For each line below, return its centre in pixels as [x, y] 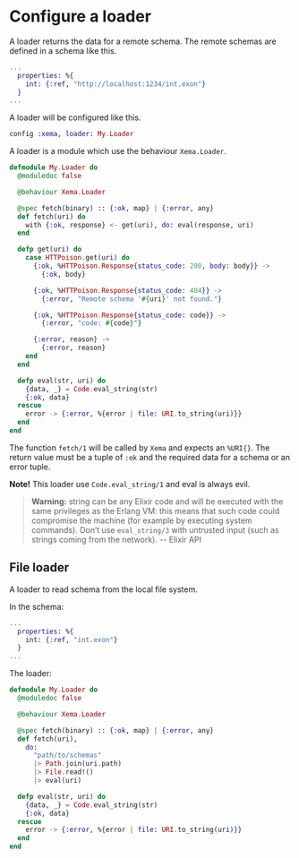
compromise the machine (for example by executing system [141, 520]
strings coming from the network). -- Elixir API [116, 539]
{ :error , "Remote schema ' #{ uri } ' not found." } [132, 299]
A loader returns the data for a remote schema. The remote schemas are [143, 41]
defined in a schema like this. [63, 50]
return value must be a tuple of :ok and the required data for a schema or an [150, 457]
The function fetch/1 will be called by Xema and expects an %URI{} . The [140, 447]
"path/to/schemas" [67, 755]
